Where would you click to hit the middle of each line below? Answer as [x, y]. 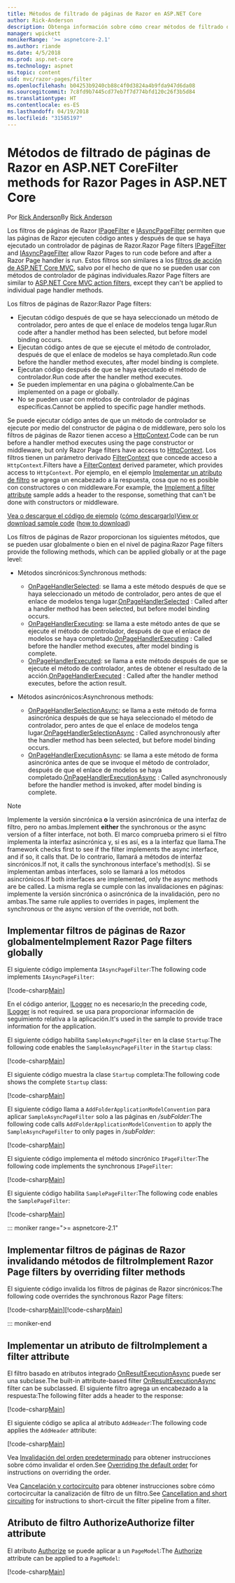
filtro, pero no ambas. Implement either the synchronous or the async [107, 827]
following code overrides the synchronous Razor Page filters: [95, 1296]
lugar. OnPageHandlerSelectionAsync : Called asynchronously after [124, 733]
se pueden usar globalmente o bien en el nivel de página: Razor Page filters [115, 544]
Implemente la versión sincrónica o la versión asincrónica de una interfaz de [117, 819]
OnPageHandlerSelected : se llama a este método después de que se [127, 586]
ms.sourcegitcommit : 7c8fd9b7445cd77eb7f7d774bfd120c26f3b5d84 [101, 92]
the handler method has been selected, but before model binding [121, 740]
